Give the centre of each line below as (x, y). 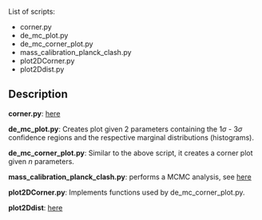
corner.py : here (34, 113)
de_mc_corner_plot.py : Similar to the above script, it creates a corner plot (131, 153)
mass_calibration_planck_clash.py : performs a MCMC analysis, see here (130, 177)
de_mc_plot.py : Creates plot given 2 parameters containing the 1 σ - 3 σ (125, 129)
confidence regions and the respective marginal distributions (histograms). (131, 137)
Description (38, 94)
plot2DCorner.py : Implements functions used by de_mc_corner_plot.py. (127, 192)
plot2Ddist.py (42, 69)
